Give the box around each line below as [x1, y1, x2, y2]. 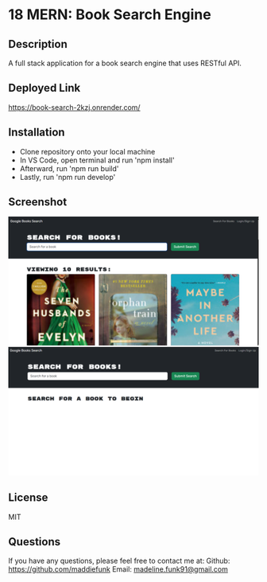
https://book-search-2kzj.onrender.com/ [8, 102, 141, 112]
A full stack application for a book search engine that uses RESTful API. [8, 58, 242, 68]
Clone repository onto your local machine [19, 146, 156, 156]
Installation [8, 126, 65, 139]
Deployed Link [8, 81, 81, 95]
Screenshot [8, 195, 68, 209]
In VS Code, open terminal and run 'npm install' [19, 155, 175, 165]
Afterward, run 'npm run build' [19, 163, 119, 173]
